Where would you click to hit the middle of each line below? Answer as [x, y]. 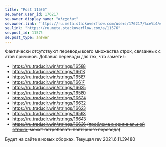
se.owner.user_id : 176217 [32, 14]
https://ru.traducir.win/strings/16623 [49, 108]
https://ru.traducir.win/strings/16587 [49, 77]
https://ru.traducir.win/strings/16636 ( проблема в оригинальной [78, 124]
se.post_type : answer [27, 38]
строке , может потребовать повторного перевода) [66, 129]
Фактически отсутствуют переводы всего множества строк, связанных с [83, 51]
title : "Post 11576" [26, 10]
